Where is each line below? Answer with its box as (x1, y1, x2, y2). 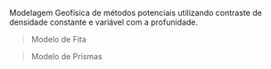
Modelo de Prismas (30, 51, 103, 61)
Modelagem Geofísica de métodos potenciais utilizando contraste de (9, 8, 263, 18)
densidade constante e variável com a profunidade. (9, 17, 199, 27)
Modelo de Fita (30, 34, 87, 44)
